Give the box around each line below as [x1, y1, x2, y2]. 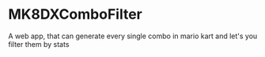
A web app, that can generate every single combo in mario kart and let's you [8, 31, 258, 41]
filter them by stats [8, 39, 70, 48]
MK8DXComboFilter [8, 5, 142, 23]
